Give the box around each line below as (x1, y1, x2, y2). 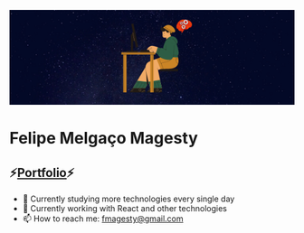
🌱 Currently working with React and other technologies (22, 203, 228, 213)
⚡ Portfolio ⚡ (9, 164, 75, 181)
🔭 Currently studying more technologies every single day (22, 193, 235, 204)
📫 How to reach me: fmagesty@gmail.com (22, 213, 184, 224)
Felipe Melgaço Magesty (9, 128, 199, 149)
